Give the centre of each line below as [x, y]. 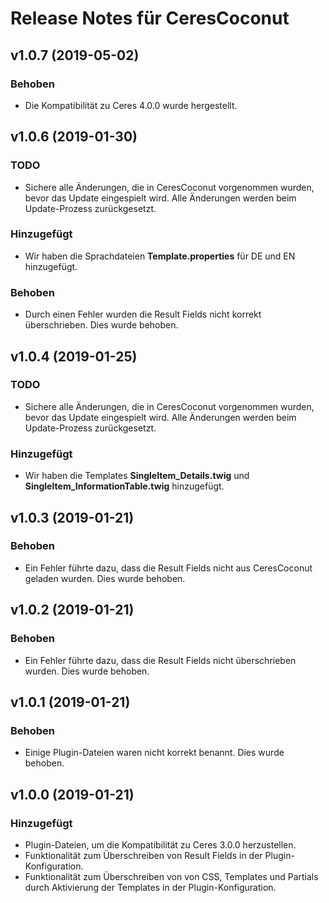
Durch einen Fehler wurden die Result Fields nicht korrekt [143, 314]
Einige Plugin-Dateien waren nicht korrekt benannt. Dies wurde [154, 753]
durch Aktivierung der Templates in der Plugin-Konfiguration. [150, 887]
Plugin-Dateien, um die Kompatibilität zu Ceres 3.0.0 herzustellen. [160, 844]
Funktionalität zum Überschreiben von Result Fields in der [143, 855]
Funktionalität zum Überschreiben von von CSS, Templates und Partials [171, 876]
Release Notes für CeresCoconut [150, 18]
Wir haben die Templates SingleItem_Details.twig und [137, 476]
